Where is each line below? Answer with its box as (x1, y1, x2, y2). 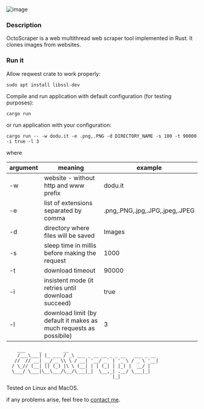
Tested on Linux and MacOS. (6, 384, 79, 391)
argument (9, 163, 38, 172)
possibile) (44, 331, 72, 340)
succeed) (44, 299, 72, 307)
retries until (44, 283, 76, 292)
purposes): (6, 99, 34, 106)
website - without (44, 174, 95, 182)
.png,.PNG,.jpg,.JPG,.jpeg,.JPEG (103, 206, 195, 215)
